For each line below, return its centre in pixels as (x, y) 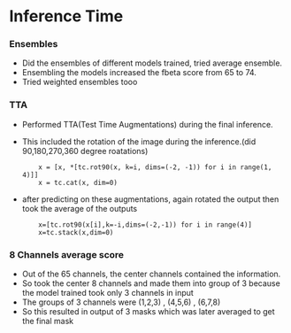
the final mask (47, 321)
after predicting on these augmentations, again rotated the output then (150, 199)
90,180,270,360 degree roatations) (85, 151)
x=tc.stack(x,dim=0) (76, 232)
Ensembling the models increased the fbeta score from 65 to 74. (139, 73)
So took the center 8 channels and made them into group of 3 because (151, 283)
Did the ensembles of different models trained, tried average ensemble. (152, 63)
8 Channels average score (67, 254)
